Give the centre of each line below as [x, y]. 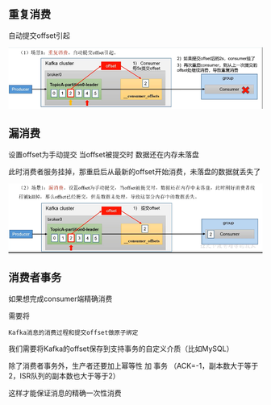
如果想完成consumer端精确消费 [60, 299]
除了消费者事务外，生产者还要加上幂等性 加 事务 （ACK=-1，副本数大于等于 [133, 365]
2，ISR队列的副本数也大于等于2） [64, 376]
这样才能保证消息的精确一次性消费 [65, 393]
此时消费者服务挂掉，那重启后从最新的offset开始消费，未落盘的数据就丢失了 [135, 171]
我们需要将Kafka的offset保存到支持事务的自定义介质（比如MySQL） [121, 349]
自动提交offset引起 [40, 35]
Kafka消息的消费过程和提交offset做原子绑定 [73, 332]
